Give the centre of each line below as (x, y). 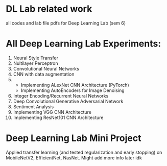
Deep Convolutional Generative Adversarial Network (68, 101)
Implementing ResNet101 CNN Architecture (58, 117)
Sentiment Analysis (33, 106)
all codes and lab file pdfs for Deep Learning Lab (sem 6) (66, 23)
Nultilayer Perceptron (35, 63)
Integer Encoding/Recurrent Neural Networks (61, 96)
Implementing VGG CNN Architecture (52, 112)
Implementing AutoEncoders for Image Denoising (73, 90)
